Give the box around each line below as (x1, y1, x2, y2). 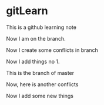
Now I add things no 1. (6, 58, 60, 65)
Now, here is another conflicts (6, 81, 79, 88)
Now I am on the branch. (6, 35, 66, 42)
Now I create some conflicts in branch (6, 46, 98, 54)
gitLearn (6, 4, 48, 18)
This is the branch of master (6, 69, 75, 76)
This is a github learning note (6, 24, 76, 31)
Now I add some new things (6, 92, 73, 99)
